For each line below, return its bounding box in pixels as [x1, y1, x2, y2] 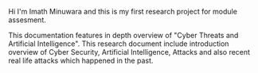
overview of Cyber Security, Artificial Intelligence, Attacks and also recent [8, 48, 251, 56]
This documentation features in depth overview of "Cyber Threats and [8, 31, 239, 40]
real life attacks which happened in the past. [8, 56, 154, 65]
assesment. [8, 15, 46, 25]
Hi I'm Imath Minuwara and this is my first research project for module [8, 7, 237, 16]
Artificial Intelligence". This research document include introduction [8, 39, 229, 48]
